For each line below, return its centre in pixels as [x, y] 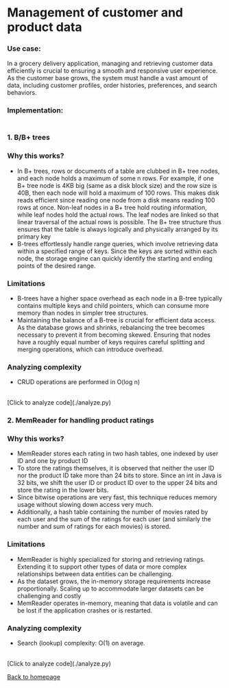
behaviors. [22, 93]
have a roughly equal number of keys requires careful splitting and [111, 342]
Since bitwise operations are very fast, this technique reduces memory [117, 497]
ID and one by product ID [52, 461]
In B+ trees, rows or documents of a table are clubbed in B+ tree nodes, [118, 171]
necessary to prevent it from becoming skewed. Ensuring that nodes [113, 335]
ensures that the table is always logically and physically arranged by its [117, 229]
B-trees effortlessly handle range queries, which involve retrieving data [117, 244]
